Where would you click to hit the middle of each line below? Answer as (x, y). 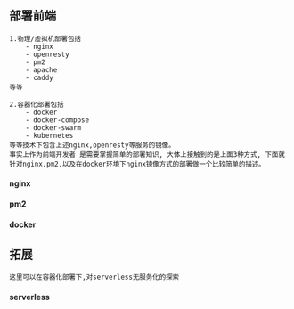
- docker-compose (57, 120)
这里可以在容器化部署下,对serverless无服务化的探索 (94, 277)
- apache (41, 69)
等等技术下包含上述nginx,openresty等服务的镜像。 (92, 145)
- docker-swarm (53, 127)
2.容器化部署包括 (37, 104)
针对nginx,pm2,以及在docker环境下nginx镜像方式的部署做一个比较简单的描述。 (137, 164)
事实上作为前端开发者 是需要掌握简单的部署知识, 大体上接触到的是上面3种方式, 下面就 (147, 154)
